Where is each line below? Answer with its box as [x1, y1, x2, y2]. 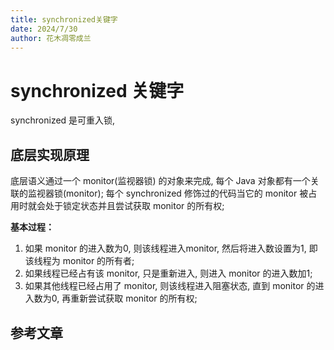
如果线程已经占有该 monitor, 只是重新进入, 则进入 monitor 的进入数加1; [24, 267, 313, 280]
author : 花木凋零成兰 [10, 33, 92, 43]
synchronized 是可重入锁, [10, 114, 116, 126]
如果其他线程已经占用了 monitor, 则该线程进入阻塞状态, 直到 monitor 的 [24, 280, 316, 292]
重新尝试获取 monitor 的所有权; [70, 292, 198, 305]
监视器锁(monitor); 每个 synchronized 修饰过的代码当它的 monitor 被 [27, 187, 309, 200]
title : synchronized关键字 [10, 14, 118, 25]
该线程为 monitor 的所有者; [24, 255, 135, 267]
